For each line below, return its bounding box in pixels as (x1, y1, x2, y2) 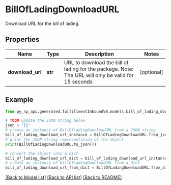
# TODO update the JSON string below (5, 118, 85, 123)
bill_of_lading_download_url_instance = (5, 133, 93, 138)
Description (84, 50, 115, 57)
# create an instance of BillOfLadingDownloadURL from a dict (5, 161, 140, 166)
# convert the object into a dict (5, 151, 79, 156)
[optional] (139, 68, 163, 75)
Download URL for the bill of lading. (5, 20, 80, 27)
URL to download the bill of (64, 59, 129, 66)
